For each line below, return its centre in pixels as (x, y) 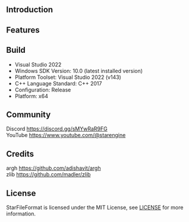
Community (29, 114)
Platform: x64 (31, 96)
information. (21, 214)
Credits (20, 154)
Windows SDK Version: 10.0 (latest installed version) (79, 71)
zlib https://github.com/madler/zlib (48, 175)
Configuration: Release (43, 90)
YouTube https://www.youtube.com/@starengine (66, 135)
